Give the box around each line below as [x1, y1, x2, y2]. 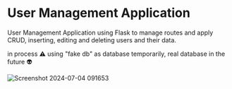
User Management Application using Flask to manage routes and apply [7, 28, 214, 37]
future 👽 [7, 57, 33, 66]
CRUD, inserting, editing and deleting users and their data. [7, 35, 176, 44]
